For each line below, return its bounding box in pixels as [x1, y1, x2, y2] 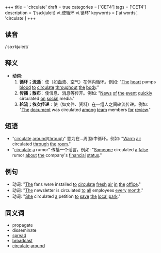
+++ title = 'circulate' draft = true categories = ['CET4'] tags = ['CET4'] [5, 4, 146, 10]
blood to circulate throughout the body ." [19, 84, 99, 90]
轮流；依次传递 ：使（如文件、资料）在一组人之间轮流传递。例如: [19, 101, 148, 107]
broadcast [12, 237, 33, 244]
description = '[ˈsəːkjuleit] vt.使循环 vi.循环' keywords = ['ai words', [5, 10, 138, 16]
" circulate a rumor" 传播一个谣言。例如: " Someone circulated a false [12, 147, 149, 153]
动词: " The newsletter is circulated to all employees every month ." [12, 188, 144, 193]
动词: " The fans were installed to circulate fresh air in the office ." [12, 181, 141, 187]
